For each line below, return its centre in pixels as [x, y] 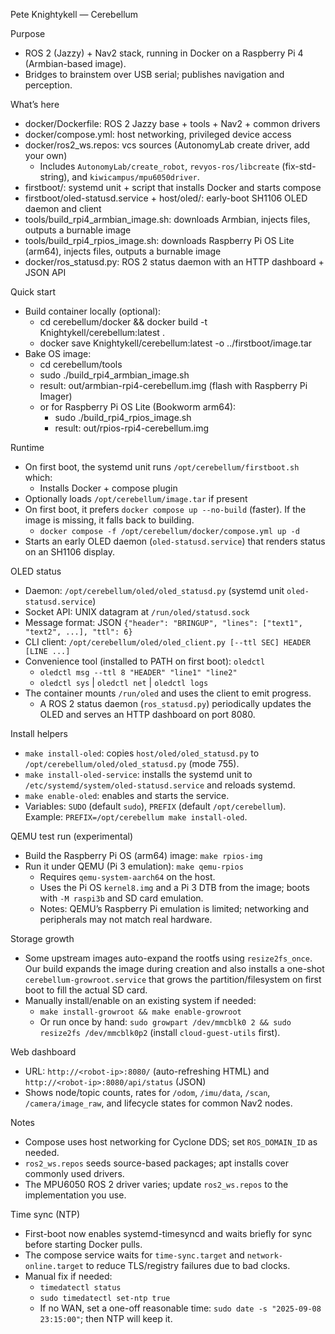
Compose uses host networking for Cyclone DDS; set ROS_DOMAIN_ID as [171, 1142]
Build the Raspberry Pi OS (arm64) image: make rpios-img [143, 855]
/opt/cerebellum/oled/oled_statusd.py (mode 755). [132, 763]
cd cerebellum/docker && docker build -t [123, 322]
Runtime [27, 447]
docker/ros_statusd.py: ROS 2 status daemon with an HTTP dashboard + [174, 262]
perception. [48, 85]
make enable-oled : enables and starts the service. [127, 795]
